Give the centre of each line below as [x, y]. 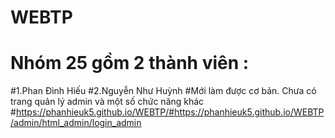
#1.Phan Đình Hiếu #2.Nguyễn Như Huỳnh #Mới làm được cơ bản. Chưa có [163, 91]
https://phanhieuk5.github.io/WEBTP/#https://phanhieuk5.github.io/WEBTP [170, 112]
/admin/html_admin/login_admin [76, 123]
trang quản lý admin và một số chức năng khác [107, 102]
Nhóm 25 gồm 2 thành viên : [130, 63]
